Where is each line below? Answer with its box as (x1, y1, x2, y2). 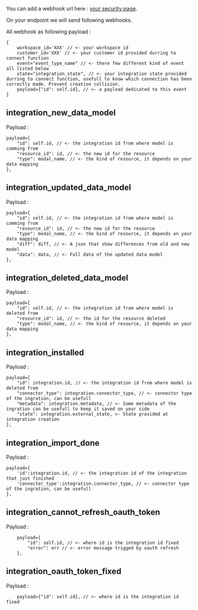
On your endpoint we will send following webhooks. (6, 17, 132, 23)
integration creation (6, 417, 60, 423)
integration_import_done (6, 437, 100, 448)
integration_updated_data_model (6, 183, 132, 193)
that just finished (6, 476, 55, 481)
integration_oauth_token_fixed (6, 567, 122, 577)
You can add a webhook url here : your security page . (6, 5, 138, 12)
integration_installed (6, 348, 84, 358)
